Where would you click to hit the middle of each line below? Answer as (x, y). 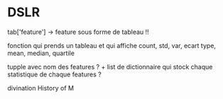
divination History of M (41, 88)
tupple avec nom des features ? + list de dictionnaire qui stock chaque (110, 66)
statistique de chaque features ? (54, 74)
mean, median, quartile (41, 53)
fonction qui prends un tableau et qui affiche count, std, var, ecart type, (112, 45)
